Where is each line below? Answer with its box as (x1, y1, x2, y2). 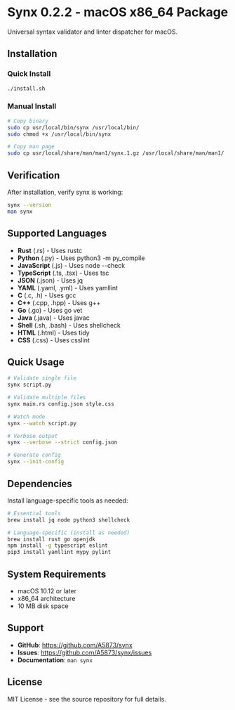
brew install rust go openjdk (7, 536, 96, 543)
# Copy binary (7, 117, 49, 124)
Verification (7, 169, 60, 181)
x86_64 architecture (17, 594, 76, 602)
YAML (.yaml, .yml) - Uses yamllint (17, 283, 118, 292)
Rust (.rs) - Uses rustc (17, 246, 83, 254)
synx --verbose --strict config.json (7, 439, 118, 446)
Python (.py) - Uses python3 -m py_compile (17, 254, 145, 262)
